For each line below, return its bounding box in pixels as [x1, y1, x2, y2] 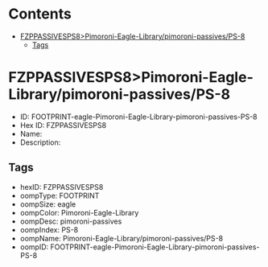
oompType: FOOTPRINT [19, 191, 100, 200]
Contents [8, 5, 72, 23]
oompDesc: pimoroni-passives [19, 216, 122, 226]
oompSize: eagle [19, 199, 76, 209]
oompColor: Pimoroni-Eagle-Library [19, 207, 139, 217]
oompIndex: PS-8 [19, 224, 79, 234]
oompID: [19, 242, 49, 252]
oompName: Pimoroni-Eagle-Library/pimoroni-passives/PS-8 [19, 233, 224, 243]
